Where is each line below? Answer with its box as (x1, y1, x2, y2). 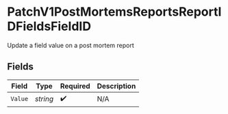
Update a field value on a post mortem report (7, 41, 135, 49)
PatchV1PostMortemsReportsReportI (7, 4, 222, 20)
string (34, 94, 53, 104)
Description (97, 81, 136, 91)
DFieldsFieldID (7, 18, 91, 34)
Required (60, 81, 90, 91)
